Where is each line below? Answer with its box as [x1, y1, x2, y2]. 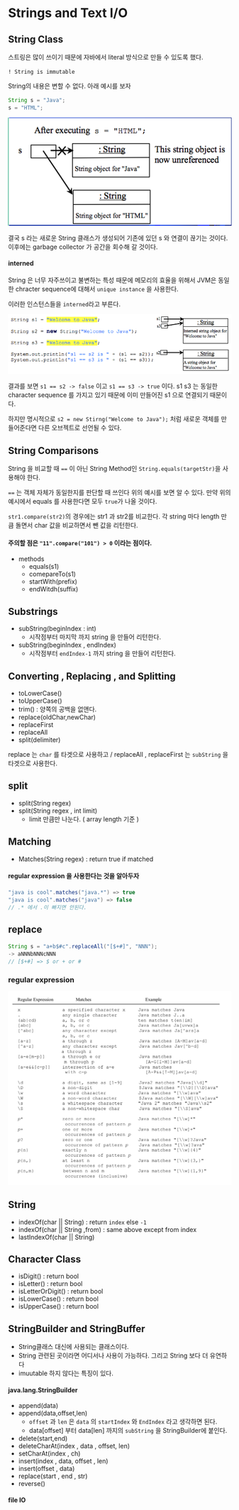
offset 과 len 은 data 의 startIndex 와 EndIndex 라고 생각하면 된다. [28, 1417, 218, 1426]
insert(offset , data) [18, 1465, 75, 1473]
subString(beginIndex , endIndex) [18, 640, 116, 650]
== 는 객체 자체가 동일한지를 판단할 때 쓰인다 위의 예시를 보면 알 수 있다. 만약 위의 [8, 488, 231, 497]
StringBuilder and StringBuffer [8, 1323, 145, 1335]
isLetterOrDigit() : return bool [18, 1287, 104, 1296]
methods [18, 555, 45, 563]
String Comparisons [8, 445, 99, 457]
